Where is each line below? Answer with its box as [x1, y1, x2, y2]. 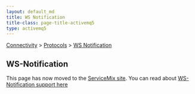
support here [36, 81, 68, 88]
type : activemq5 [6, 25, 47, 32]
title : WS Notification [6, 14, 66, 20]
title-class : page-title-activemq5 [6, 20, 95, 26]
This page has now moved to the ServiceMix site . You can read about [6, 75, 177, 82]
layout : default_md [6, 8, 55, 15]
